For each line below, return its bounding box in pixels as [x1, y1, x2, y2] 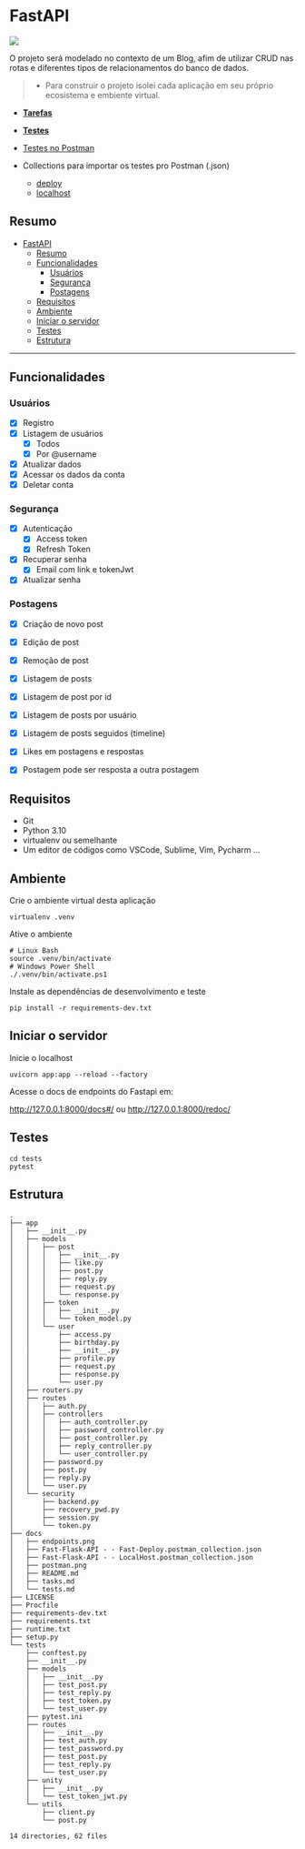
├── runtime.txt [9, 1625, 71, 1634]
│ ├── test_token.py [25, 1696, 112, 1706]
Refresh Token [35, 543, 91, 555]
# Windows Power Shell [9, 962, 95, 972]
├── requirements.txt [9, 1617, 92, 1626]
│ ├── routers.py [9, 1386, 84, 1395]
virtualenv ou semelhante [22, 834, 118, 846]
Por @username [35, 448, 97, 460]
